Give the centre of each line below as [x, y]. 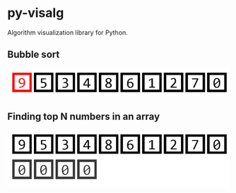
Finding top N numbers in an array [84, 117]
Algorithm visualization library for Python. [68, 32]
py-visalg [36, 13]
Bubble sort [34, 55]
